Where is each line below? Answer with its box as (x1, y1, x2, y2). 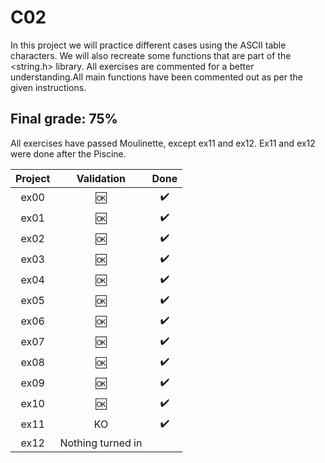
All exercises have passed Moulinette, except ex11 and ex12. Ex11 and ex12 (10, 137, 316, 149)
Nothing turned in (59, 436, 143, 450)
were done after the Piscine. (10, 147, 127, 160)
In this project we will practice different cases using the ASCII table (10, 39, 287, 51)
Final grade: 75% (10, 111, 118, 128)
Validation (76, 171, 127, 185)
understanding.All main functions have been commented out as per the (10, 71, 303, 83)
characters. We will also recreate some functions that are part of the (10, 49, 292, 61)
